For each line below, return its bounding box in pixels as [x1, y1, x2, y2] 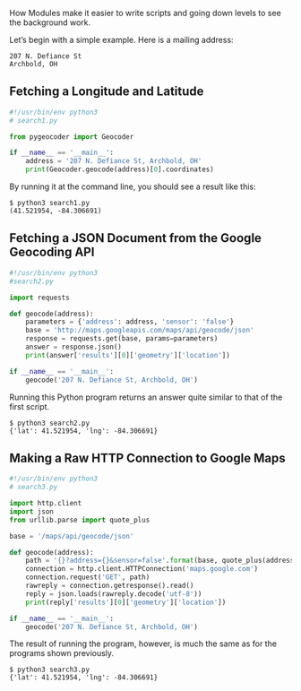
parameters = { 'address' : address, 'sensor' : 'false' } [25, 317, 235, 326]
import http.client [9, 499, 82, 508]
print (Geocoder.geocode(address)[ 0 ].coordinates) [25, 165, 215, 174]
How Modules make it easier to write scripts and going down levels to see [9, 8, 282, 18]
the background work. [9, 17, 91, 28]
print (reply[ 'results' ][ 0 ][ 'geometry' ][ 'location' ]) [25, 598, 227, 607]
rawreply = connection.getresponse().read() [25, 582, 194, 591]
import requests [9, 293, 70, 302]
